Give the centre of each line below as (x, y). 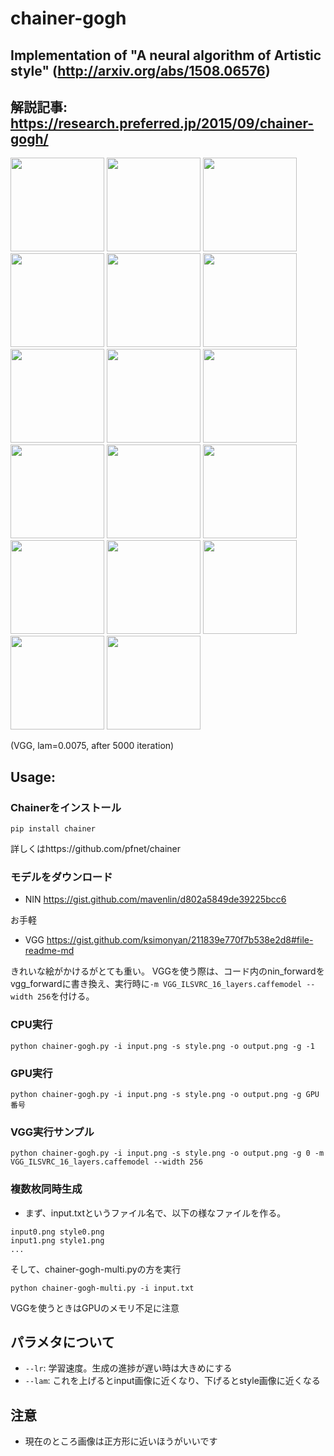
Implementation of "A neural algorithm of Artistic (166, 55)
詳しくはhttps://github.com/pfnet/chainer (95, 849)
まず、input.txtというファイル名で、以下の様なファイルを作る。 (155, 1213)
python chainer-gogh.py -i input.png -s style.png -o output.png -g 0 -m (167, 1153)
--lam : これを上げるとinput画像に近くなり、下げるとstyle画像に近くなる (172, 1381)
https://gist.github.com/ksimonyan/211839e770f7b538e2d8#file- (180, 940)
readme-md (49, 951)
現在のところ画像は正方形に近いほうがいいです (121, 1441)
